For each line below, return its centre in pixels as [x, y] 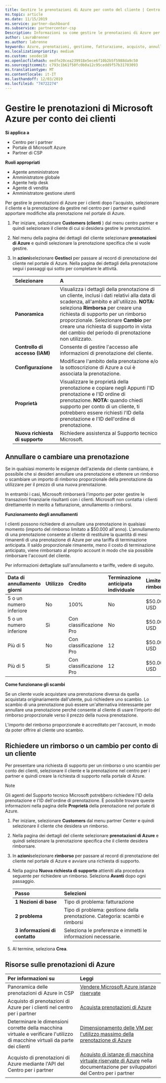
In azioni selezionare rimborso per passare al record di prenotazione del [85, 856]
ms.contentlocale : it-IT [31, 74]
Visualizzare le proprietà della [94, 381]
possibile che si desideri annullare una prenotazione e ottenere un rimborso [82, 474]
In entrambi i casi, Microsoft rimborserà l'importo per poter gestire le [75, 494]
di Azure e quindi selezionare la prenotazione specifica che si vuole [81, 243]
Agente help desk [30, 182]
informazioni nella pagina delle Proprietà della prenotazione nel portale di [80, 806]
